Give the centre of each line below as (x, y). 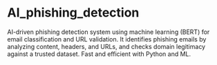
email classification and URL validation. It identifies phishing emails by (107, 39)
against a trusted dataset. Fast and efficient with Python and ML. (99, 54)
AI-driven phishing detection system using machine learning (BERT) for (108, 32)
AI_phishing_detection (73, 13)
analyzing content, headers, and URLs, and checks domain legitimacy (106, 46)
